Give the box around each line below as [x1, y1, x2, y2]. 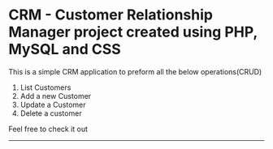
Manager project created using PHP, [8, 23, 258, 41]
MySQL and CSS [8, 40, 122, 58]
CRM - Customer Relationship [8, 6, 214, 24]
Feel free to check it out [8, 124, 88, 134]
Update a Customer [19, 100, 86, 109]
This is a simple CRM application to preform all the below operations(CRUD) [8, 66, 262, 76]
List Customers [19, 83, 71, 92]
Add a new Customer [19, 91, 92, 100]
